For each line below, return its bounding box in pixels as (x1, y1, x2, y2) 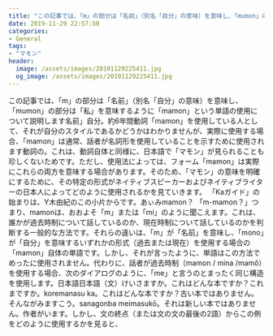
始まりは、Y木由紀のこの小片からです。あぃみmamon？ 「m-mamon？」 (8, 196, 252, 207)
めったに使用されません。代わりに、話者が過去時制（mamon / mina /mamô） (8, 257, 262, 268)
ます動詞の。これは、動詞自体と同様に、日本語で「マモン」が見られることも (8, 146, 265, 156)
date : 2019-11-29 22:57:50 (8, 19, 100, 28)
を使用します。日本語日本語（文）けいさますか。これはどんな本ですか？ (8, 278, 250, 288)
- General (8, 34, 42, 43)
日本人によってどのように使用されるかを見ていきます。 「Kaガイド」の (22, 187, 260, 196)
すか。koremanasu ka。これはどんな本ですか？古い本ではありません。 (22, 288, 258, 298)
